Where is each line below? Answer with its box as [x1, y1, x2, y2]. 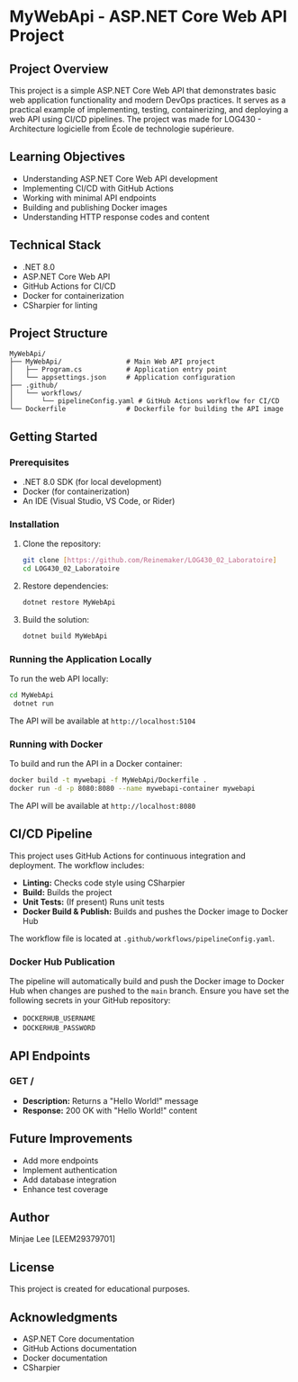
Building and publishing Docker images [22, 202, 168, 212]
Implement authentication [22, 1164, 118, 1175]
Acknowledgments [9, 1309, 119, 1324]
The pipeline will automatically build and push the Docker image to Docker [9, 976, 285, 987]
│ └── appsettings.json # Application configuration [9, 373, 236, 382]
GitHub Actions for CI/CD [22, 281, 116, 292]
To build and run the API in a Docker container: [9, 758, 183, 769]
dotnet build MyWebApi [22, 632, 108, 641]
